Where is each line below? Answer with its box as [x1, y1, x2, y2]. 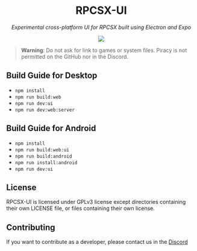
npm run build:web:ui [14, 147, 69, 153]
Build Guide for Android [6, 123, 96, 133]
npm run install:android [14, 159, 78, 166]
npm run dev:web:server [14, 107, 75, 113]
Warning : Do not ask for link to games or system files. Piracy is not [20, 46, 187, 54]
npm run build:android [14, 153, 72, 159]
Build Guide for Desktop [6, 71, 98, 81]
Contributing [6, 222, 55, 232]
